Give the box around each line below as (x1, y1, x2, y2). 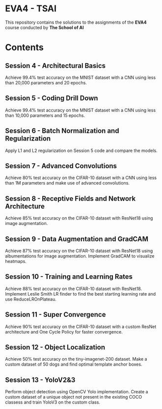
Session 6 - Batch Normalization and (5, 127, 119, 135)
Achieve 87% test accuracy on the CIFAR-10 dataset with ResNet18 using (5, 248, 153, 254)
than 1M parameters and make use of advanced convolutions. (5, 180, 130, 186)
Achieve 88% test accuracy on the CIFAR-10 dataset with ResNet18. (5, 286, 142, 292)
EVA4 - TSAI (5, 3, 57, 14)
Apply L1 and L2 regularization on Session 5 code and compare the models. (5, 148, 158, 153)
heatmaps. (5, 259, 27, 264)
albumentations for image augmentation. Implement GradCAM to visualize (5, 253, 155, 259)
